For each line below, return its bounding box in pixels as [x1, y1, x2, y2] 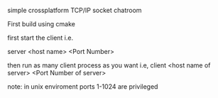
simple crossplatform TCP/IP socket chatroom [7, 6, 142, 14]
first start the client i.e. [7, 33, 73, 42]
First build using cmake [7, 20, 76, 28]
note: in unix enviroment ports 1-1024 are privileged [7, 82, 158, 91]
